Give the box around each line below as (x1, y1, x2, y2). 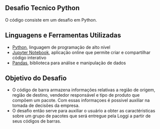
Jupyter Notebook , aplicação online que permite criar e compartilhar (12, 49, 151, 55)
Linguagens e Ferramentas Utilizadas (5, 31, 121, 40)
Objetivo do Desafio (5, 74, 67, 82)
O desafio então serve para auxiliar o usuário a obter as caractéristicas (12, 108, 156, 114)
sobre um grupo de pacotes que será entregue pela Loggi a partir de (12, 113, 151, 119)
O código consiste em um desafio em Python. (5, 17, 97, 23)
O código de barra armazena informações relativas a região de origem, (12, 87, 156, 93)
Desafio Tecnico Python (5, 4, 80, 12)
